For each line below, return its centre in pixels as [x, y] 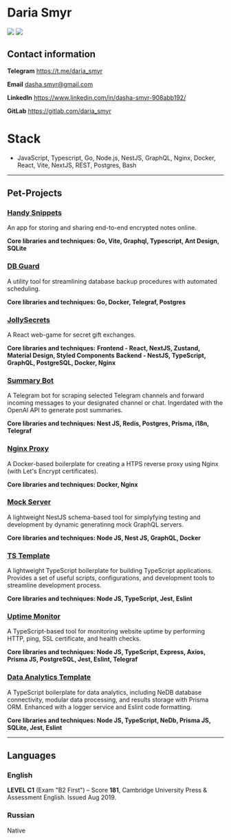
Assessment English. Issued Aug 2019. [62, 797]
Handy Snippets [34, 213]
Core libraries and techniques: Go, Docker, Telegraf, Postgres [96, 302]
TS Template [29, 556]
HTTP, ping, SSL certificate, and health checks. [74, 639]
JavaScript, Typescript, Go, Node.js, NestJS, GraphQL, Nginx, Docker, [116, 158]
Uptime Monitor [34, 616]
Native [16, 830]
